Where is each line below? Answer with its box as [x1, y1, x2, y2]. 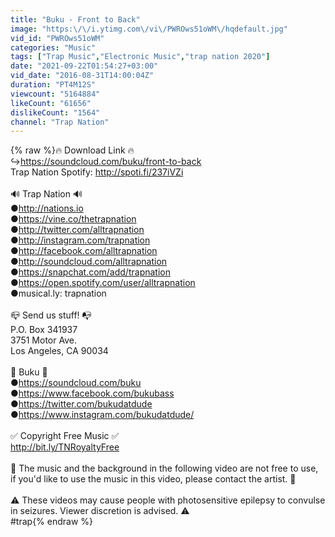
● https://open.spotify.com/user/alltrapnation [10, 277, 196, 289]
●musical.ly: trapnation [10, 287, 107, 300]
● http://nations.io [10, 202, 84, 215]
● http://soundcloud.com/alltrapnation [10, 256, 168, 268]
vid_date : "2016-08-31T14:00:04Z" [10, 71, 155, 81]
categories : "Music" [10, 42, 97, 53]
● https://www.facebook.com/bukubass [10, 387, 175, 400]
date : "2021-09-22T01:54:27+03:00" [10, 61, 159, 71]
